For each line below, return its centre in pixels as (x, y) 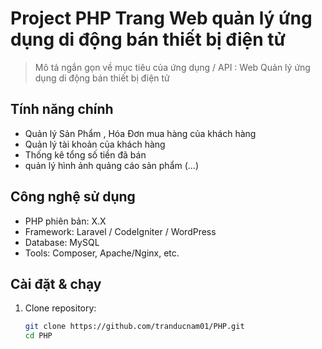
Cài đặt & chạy (56, 283)
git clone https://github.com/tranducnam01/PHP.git (134, 327)
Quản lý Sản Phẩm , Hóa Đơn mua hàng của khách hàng (140, 133)
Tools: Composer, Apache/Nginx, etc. (102, 253)
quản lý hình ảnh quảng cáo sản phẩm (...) (112, 165)
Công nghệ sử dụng (73, 197)
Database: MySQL (62, 242)
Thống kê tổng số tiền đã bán (85, 154)
